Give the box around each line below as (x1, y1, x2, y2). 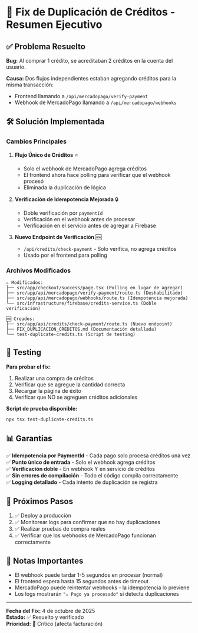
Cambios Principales (6, 137, 67, 146)
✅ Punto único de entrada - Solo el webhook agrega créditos (6, 458, 156, 466)
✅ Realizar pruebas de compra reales (14, 525, 106, 532)
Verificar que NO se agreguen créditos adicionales (14, 393, 138, 401)
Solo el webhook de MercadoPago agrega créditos (23, 165, 147, 172)
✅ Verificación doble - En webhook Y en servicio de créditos (6, 466, 155, 473)
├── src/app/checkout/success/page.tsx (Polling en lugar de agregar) (6, 285, 183, 290)
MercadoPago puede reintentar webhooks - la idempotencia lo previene (14, 584, 190, 591)
